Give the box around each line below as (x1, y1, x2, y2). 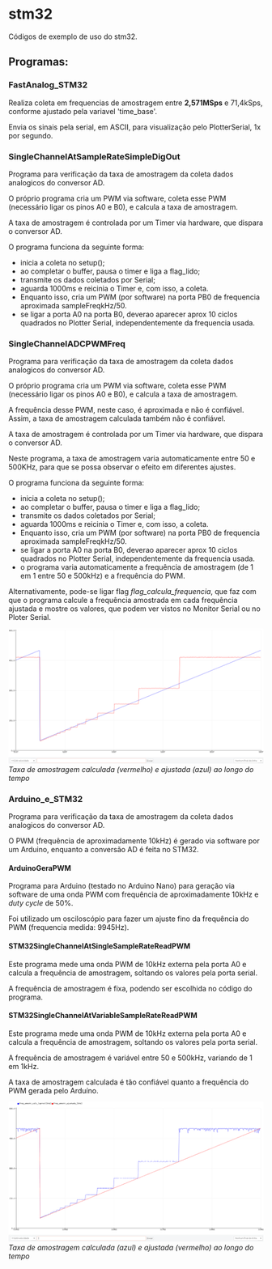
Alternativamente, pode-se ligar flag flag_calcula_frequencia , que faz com (8, 587, 257, 596)
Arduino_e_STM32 (8, 793, 83, 804)
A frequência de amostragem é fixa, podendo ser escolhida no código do (8, 983, 253, 993)
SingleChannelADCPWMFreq (8, 337, 125, 349)
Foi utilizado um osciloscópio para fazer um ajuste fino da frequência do (8, 914, 249, 923)
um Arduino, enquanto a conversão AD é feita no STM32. (8, 845, 200, 855)
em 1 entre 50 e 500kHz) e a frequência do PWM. (19, 571, 186, 581)
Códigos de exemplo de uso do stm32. (8, 32, 138, 41)
